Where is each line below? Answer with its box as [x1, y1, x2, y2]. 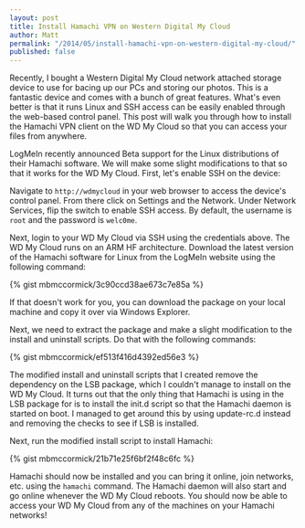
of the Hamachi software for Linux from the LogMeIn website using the [9, 252, 276, 263]
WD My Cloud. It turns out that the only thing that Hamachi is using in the [9, 389, 285, 400]
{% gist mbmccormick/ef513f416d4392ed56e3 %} [9, 352, 200, 363]
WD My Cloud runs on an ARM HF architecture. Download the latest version [9, 242, 294, 253]
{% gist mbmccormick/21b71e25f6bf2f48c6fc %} [9, 453, 195, 464]
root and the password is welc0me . [9, 215, 138, 226]
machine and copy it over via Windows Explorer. [9, 307, 191, 318]
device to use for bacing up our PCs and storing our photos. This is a [9, 82, 269, 93]
